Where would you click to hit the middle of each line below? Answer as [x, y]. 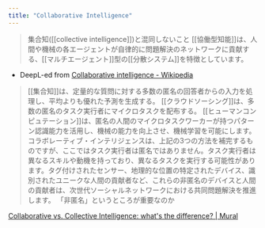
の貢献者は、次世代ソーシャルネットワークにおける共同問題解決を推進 [142, 190]
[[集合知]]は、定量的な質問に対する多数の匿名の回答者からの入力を [137, 91]
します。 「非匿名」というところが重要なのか [101, 199]
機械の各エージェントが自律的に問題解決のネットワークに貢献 [142, 49]
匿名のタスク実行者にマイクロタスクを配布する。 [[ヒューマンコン [149, 111]
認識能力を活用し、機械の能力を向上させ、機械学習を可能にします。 [145, 131]
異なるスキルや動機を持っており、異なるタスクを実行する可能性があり [142, 160]
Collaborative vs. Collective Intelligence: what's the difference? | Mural [123, 215]
